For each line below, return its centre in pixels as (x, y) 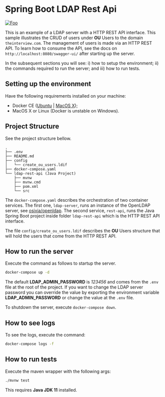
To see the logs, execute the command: (45, 335)
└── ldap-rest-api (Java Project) (41, 173)
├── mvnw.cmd (27, 182)
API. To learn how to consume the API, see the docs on (61, 48)
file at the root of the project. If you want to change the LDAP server (74, 287)
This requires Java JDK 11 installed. (41, 390)
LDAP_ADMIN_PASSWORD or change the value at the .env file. (70, 298)
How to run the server (39, 251)
